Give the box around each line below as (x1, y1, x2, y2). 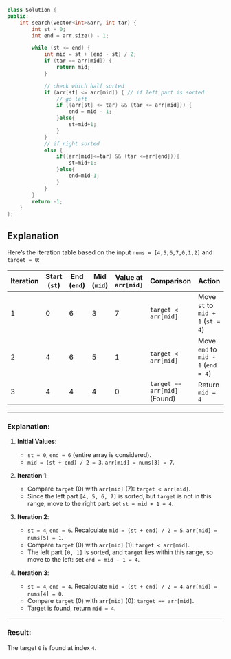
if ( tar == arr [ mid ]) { (43, 57, 112, 65)
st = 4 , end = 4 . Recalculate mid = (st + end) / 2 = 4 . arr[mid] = (27, 582, 218, 591)
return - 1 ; (32, 198, 63, 205)
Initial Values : (16, 438, 57, 446)
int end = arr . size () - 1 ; (32, 32, 109, 39)
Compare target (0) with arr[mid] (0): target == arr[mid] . (27, 597, 195, 605)
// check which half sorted (43, 83, 125, 90)
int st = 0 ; (32, 26, 67, 32)
